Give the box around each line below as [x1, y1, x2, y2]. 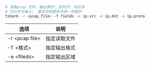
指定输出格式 [45, 44, 76, 51]
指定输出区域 [45, 53, 76, 60]
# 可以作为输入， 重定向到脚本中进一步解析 [5, 9, 82, 14]
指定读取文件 [45, 35, 76, 42]
